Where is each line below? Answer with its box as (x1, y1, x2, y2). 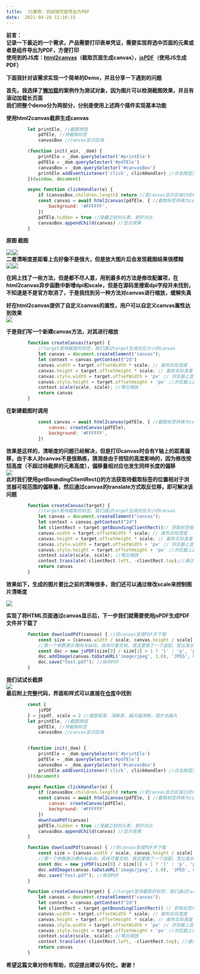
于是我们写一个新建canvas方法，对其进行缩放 (6, 328, 119, 335)
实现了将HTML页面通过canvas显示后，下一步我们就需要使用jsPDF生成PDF (6, 612, 190, 619)
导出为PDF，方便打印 (26, 46, 79, 54)
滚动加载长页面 (6, 94, 43, 102)
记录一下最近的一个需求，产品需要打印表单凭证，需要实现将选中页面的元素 (6, 39, 189, 46)
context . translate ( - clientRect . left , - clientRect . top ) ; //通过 (37, 558, 194, 564)
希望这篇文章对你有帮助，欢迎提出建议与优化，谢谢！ (6, 961, 137, 968)
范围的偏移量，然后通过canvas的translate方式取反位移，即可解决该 (26, 483, 193, 490)
